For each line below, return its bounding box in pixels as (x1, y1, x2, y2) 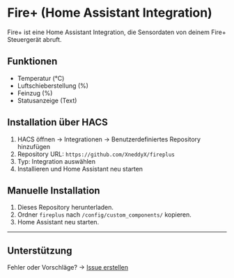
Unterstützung (7, 245, 72, 256)
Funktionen (7, 56, 58, 68)
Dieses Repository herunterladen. (17, 203, 114, 212)
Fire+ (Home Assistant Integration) (7, 5, 212, 21)
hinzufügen (17, 142, 51, 150)
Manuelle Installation (7, 185, 100, 196)
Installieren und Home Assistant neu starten (17, 164, 143, 173)
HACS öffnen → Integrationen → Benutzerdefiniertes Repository (17, 134, 201, 144)
